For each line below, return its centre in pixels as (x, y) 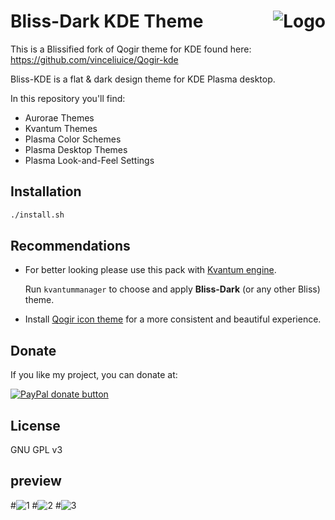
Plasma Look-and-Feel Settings (89, 160)
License (35, 425)
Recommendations (70, 246)
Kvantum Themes (61, 128)
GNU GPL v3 (36, 450)
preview (36, 481)
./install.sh (37, 215)
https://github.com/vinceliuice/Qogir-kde (94, 59)
